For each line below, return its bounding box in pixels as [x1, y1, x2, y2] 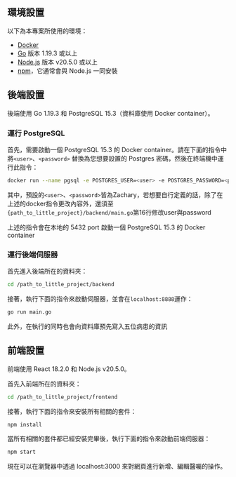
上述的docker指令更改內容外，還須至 [7, 199, 114, 208]
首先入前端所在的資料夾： [7, 379, 81, 388]
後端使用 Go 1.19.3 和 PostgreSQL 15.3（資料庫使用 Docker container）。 [7, 109, 214, 117]
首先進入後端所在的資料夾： [7, 267, 88, 276]
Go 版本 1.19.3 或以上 [17, 48, 78, 58]
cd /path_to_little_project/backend [7, 281, 114, 288]
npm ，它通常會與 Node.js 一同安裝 [17, 66, 118, 75]
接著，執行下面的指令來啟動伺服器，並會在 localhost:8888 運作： [7, 294, 193, 303]
